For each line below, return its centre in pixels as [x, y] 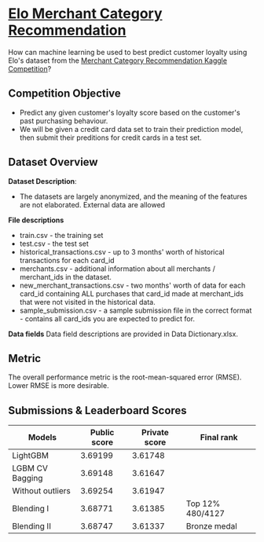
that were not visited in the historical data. [87, 302]
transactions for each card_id [67, 260]
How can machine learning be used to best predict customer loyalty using [128, 52]
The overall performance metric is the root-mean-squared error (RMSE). [125, 377]
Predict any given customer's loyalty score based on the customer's [130, 112]
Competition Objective [65, 94]
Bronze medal [211, 526]
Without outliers [41, 491]
